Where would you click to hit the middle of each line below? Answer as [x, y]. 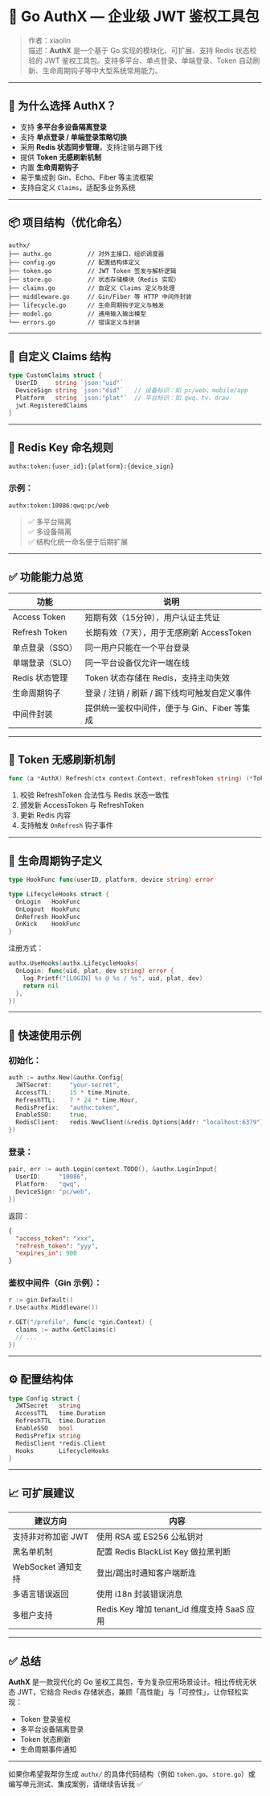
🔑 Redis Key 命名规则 [61, 448]
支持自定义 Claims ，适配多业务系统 [78, 187]
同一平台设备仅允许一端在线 [137, 663]
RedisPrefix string [48, 1436]
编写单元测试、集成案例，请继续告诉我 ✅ [76, 1784]
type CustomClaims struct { [55, 375]
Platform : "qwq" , [48, 1185]
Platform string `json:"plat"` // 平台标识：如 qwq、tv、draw [122, 398]
